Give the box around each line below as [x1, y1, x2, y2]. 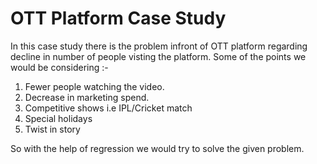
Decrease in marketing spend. [24, 91, 150, 103]
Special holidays [24, 112, 93, 124]
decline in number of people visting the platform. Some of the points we [10, 50, 307, 62]
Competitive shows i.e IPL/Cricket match [24, 102, 193, 114]
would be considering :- [10, 61, 109, 73]
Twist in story [24, 123, 81, 135]
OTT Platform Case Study [10, 7, 227, 30]
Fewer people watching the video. [24, 80, 165, 92]
